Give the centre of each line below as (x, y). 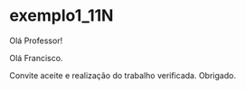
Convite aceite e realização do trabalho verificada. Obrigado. (123, 75)
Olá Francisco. (36, 58)
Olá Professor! (36, 40)
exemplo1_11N (61, 16)
